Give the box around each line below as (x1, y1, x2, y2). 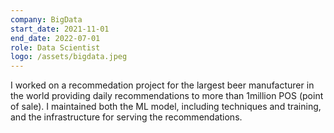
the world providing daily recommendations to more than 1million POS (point (10, 90, 324, 102)
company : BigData (10, 14, 83, 25)
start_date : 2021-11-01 (10, 24, 110, 34)
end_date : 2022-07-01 (10, 33, 101, 43)
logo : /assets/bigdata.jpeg (10, 52, 128, 62)
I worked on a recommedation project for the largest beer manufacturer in (10, 79, 315, 91)
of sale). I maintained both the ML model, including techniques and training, (10, 101, 322, 113)
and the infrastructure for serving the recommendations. (10, 111, 243, 123)
